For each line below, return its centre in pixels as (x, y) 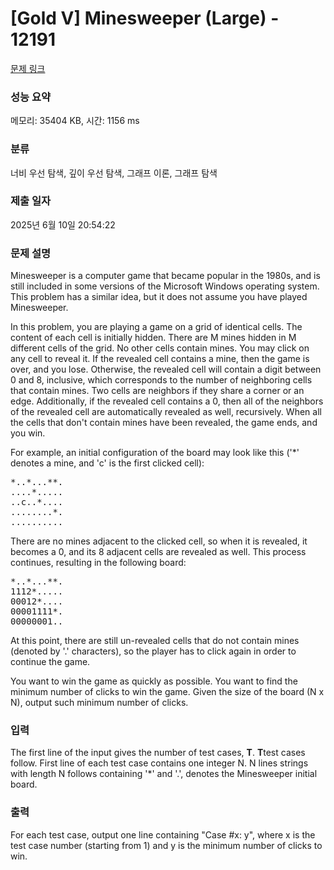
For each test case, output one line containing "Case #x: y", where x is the (163, 834)
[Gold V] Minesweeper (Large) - (145, 18)
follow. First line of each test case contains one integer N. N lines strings (159, 763)
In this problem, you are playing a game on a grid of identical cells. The (156, 327)
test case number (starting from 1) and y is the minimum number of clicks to (166, 845)
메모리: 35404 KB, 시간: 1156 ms (75, 121)
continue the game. (50, 662)
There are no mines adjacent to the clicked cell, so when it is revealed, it (159, 541)
